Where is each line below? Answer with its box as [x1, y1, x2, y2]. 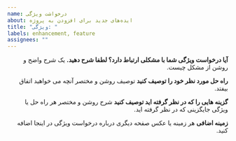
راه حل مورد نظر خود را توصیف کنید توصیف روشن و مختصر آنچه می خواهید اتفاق [18, 76, 228, 85]
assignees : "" [7, 36, 49, 43]
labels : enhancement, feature [7, 29, 96, 37]
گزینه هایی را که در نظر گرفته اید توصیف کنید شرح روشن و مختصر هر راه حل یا [25, 98, 228, 106]
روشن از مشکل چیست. [167, 63, 228, 72]
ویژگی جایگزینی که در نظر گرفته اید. [134, 105, 228, 114]
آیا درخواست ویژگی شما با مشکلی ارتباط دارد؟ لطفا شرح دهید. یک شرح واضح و [23, 55, 228, 64]
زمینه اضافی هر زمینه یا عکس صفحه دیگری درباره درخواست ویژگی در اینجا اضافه [17, 119, 228, 127]
